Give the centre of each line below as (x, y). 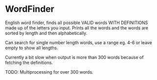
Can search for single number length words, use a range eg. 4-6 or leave (79, 42)
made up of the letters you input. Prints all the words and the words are (77, 27)
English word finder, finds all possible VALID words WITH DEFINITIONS (77, 23)
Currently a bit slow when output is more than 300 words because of (74, 57)
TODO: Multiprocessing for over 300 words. (49, 72)
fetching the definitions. (29, 62)
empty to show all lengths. (32, 48)
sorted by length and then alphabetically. (46, 33)
